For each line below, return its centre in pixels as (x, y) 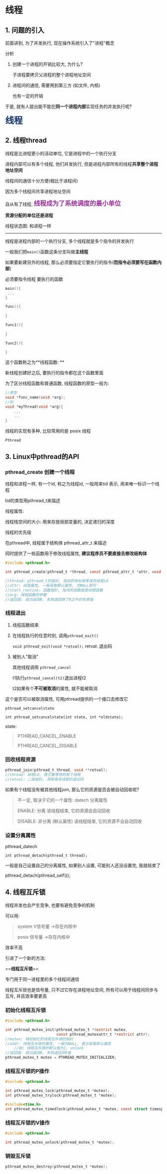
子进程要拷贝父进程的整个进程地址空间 (51, 75)
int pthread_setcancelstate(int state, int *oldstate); (64, 717)
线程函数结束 (25, 625)
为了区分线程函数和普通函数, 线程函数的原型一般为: (57, 383)
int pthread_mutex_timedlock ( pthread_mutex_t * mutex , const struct (77, 1109)
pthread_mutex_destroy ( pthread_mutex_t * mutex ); (56, 1167)
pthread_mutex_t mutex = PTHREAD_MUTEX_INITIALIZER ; (61, 1058)
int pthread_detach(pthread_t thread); (46, 855)
